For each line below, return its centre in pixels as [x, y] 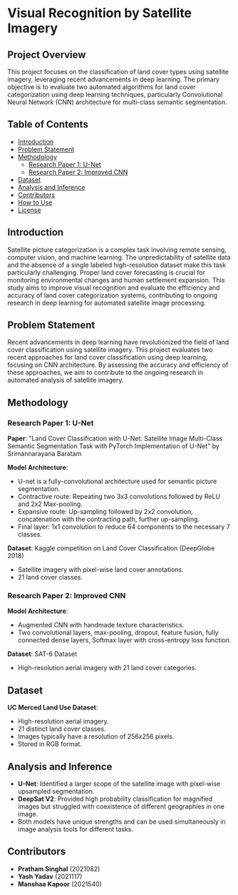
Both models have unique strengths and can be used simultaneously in [121, 821]
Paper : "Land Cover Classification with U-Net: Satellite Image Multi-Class [115, 439]
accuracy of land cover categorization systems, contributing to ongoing [113, 295]
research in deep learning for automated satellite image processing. [107, 303]
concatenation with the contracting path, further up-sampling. [109, 520]
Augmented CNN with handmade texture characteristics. [101, 625]
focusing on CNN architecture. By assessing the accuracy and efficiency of [118, 365]
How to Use [35, 202]
